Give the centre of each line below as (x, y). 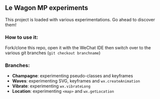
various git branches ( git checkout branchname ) (53, 53)
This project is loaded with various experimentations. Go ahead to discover (80, 19)
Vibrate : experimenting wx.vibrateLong (51, 86)
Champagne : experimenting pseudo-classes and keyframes (72, 76)
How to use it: (22, 37)
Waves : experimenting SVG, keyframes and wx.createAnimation (76, 81)
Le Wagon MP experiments (47, 8)
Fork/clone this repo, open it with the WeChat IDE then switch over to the (78, 48)
